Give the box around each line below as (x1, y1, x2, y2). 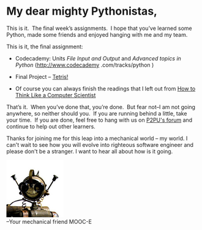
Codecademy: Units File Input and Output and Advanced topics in (15, 54, 182, 62)
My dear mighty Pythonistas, (6, 4, 158, 18)
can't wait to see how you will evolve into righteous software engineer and (6, 141, 194, 148)
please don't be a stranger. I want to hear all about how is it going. (6, 147, 173, 155)
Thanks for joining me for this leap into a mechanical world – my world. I (6, 135, 188, 142)
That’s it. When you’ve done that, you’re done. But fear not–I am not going (6, 103, 196, 111)
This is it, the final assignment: (6, 43, 83, 50)
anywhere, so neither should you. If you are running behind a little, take (6, 109, 187, 117)
